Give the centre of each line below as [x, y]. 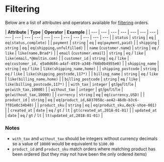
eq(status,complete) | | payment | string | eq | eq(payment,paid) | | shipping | [82, 42]
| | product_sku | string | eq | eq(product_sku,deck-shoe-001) [96, 105]
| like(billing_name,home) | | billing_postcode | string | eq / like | [73, 79]
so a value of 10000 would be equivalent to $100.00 [63, 144]
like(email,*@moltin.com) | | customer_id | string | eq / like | [67, 58]
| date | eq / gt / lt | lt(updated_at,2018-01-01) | [54, 115]
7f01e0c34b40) [20, 105]
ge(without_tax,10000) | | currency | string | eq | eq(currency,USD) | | [75, 94]
